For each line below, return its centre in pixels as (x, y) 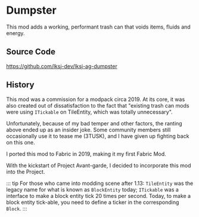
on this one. (21, 142)
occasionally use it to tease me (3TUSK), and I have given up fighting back (98, 136)
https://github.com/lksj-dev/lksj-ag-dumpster (62, 66)
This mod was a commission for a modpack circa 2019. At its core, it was (96, 99)
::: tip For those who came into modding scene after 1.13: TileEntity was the (100, 183)
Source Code (31, 52)
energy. (15, 33)
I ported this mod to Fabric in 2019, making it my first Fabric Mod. (86, 154)
